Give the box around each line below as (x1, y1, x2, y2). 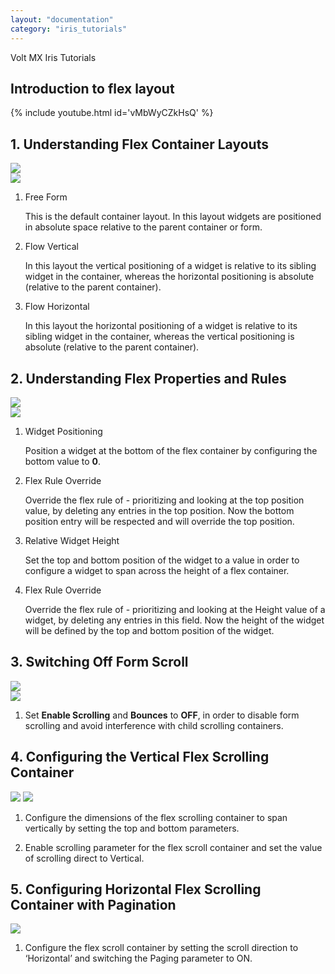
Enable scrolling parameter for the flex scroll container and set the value (24, 841, 323, 853)
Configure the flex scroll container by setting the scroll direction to (24, 942, 299, 954)
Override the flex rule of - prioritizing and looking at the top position (24, 494, 305, 506)
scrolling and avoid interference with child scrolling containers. (24, 719, 284, 731)
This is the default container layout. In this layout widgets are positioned (24, 211, 322, 223)
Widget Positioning (24, 425, 103, 437)
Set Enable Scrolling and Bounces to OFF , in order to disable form (24, 709, 300, 721)
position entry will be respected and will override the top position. (24, 515, 295, 527)
